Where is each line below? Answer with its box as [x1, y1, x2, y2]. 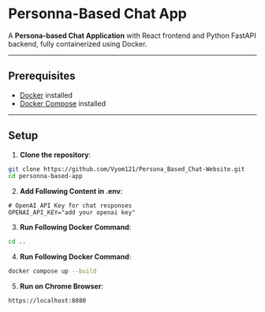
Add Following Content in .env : [19, 187, 123, 196]
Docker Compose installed [19, 98, 106, 108]
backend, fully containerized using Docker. [8, 39, 147, 48]
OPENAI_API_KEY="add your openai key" [8, 209, 136, 217]
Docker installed [19, 90, 73, 99]
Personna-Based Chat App [8, 5, 187, 23]
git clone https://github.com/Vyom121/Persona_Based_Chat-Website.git [8, 165, 245, 173]
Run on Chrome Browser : [19, 281, 104, 292]
